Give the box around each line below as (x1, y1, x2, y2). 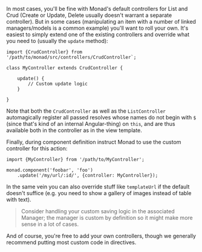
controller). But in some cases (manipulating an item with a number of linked (6, 18, 197, 25)
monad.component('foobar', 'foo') (6, 167, 94, 173)
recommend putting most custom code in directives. (6, 239, 137, 246)
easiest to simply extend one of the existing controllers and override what (6, 31, 189, 38)
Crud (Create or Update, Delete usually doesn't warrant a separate (6, 12, 172, 19)
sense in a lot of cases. (21, 220, 79, 228)
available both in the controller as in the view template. (6, 127, 142, 134)
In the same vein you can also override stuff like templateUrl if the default (6, 183, 190, 190)
